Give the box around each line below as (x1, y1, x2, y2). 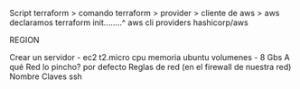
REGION (9, 35, 40, 45)
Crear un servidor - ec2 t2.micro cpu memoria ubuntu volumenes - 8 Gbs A (9, 52, 291, 62)
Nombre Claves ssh (9, 71, 83, 82)
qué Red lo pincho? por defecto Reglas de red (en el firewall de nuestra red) (9, 62, 292, 72)
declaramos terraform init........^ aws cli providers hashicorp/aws (9, 17, 248, 28)
